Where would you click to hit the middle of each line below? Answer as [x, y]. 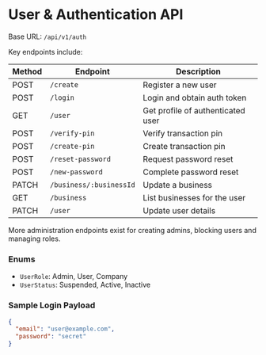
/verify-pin [72, 133]
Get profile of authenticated [194, 110]
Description [198, 71]
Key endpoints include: [46, 52]
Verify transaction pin [183, 133]
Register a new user [180, 85]
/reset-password [80, 159]
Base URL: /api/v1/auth [47, 36]
